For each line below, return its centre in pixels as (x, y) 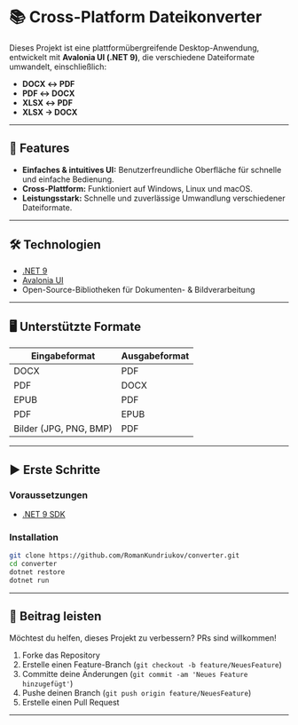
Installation (34, 537)
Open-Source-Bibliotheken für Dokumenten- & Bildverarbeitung (138, 289)
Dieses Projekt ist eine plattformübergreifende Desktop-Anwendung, (134, 47)
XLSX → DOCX (50, 112)
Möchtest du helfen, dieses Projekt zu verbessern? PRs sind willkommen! (143, 638)
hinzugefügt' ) (47, 683)
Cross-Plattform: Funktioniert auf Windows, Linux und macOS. (137, 188)
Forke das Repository (61, 655)
